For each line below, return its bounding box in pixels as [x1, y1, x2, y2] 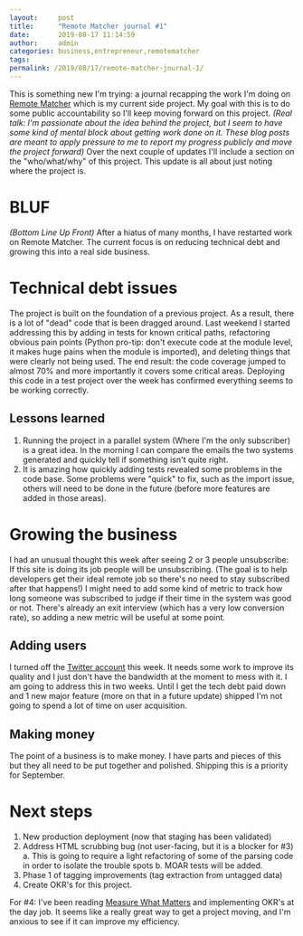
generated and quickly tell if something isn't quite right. [22, 454, 229, 465]
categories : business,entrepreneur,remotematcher [9, 47, 201, 56]
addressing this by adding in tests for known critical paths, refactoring [9, 326, 270, 337]
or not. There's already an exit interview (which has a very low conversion [9, 602, 285, 613]
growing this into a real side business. [9, 246, 151, 257]
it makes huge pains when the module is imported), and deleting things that [9, 345, 291, 357]
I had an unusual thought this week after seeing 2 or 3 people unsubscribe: [9, 553, 289, 565]
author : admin [9, 38, 79, 48]
